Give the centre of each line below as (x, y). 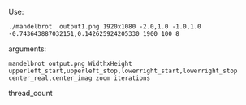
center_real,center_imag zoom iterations (80, 78)
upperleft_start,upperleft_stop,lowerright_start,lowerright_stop (123, 71)
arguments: (28, 49)
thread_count (30, 93)
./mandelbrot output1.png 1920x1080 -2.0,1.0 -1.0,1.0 (105, 27)
